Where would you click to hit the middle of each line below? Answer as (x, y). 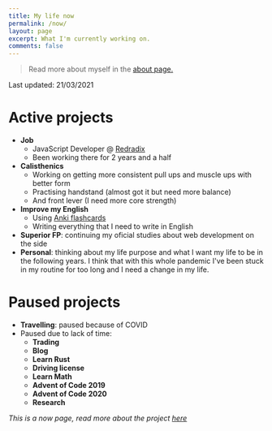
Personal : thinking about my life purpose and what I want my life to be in (142, 252)
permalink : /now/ (38, 24)
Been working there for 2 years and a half (102, 157)
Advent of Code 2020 (69, 394)
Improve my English (54, 209)
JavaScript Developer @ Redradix (89, 149)
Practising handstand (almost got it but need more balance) (132, 192)
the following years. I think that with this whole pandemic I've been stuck (142, 261)
